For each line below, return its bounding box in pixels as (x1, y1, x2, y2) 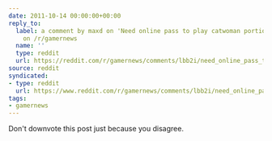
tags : (8, 94, 27, 102)
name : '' (15, 42, 45, 50)
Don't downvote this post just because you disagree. (8, 124, 185, 134)
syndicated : (8, 72, 49, 80)
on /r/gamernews (23, 34, 79, 43)
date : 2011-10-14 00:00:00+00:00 (8, 11, 121, 20)
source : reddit (8, 64, 60, 73)
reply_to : (8, 19, 42, 27)
